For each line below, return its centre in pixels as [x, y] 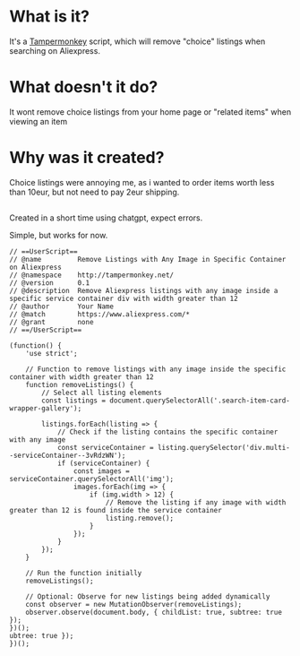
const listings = [73, 401]
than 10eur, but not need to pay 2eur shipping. [94, 192]
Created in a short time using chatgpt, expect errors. [106, 218]
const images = [101, 471]
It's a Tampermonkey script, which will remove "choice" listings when [137, 41]
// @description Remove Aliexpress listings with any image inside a [144, 291]
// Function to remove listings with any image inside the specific [156, 369]
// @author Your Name [62, 306]
